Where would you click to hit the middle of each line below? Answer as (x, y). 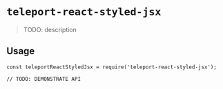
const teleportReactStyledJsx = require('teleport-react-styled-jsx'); (111, 67)
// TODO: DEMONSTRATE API (43, 79)
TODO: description (50, 29)
